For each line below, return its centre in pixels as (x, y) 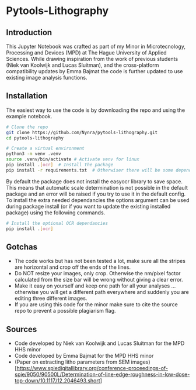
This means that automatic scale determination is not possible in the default (97, 187)
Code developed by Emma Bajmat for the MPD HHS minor (84, 356)
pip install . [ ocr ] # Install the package (60, 165)
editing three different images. (51, 298)
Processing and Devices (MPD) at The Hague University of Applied (87, 53)
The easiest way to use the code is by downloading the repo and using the (96, 110)
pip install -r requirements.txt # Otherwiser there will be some (90, 170)
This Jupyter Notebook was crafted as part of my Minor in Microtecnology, (96, 46)
